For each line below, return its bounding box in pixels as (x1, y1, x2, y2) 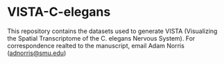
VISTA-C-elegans (7, 4, 111, 20)
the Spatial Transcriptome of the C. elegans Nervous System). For (7, 34, 196, 42)
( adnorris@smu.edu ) (7, 49, 67, 57)
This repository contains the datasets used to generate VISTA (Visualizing (7, 27, 218, 35)
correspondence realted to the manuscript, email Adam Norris (7, 41, 185, 50)
